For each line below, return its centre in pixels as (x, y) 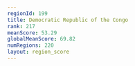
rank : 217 (21, 26)
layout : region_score (38, 52)
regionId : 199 (28, 13)
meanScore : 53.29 (32, 33)
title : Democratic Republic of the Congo (68, 20)
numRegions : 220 (30, 45)
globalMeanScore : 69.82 (42, 39)
